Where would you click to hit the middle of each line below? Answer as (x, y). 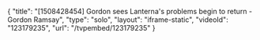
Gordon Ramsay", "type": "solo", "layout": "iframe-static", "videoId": (118, 20)
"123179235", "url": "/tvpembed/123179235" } (81, 28)
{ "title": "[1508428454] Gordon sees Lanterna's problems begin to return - (130, 11)
